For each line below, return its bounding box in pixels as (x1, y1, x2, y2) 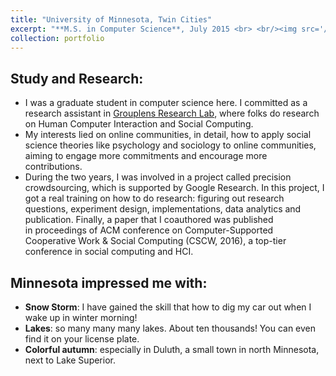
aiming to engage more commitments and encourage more (24, 150, 268, 162)
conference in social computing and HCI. (24, 246, 194, 258)
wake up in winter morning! (24, 312, 138, 323)
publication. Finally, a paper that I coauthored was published (24, 214, 274, 226)
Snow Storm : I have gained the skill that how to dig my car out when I (24, 301, 312, 313)
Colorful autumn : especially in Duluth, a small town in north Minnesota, (24, 344, 320, 355)
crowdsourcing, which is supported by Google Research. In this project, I (24, 182, 325, 194)
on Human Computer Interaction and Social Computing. (24, 118, 254, 130)
